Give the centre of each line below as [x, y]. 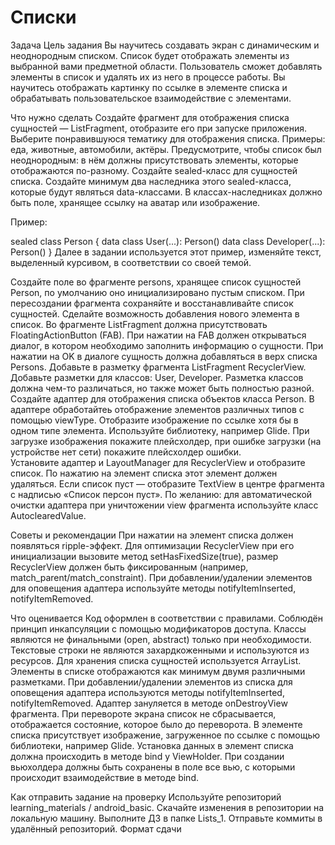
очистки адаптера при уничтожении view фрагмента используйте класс [164, 505]
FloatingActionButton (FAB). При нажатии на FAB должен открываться [158, 335]
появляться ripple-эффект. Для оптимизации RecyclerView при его [152, 545]
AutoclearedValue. [48, 515]
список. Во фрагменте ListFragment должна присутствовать [139, 324]
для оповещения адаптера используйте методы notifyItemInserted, [153, 588]
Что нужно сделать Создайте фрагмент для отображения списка [150, 117]
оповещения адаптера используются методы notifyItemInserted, [147, 692]
